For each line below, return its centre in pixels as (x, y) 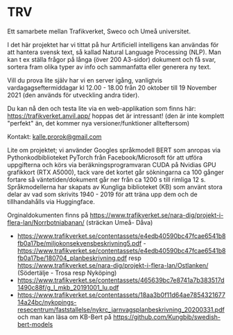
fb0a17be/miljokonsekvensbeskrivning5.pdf (79, 243)
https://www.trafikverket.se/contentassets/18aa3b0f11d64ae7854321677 (121, 295)
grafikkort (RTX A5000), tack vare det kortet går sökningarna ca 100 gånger (115, 172)
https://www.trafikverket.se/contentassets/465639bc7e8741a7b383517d (121, 280)
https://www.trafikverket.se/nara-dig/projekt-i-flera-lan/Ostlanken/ (113, 265)
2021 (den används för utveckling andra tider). (74, 95)
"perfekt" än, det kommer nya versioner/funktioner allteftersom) (98, 123)
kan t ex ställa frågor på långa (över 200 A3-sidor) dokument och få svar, (112, 59)
